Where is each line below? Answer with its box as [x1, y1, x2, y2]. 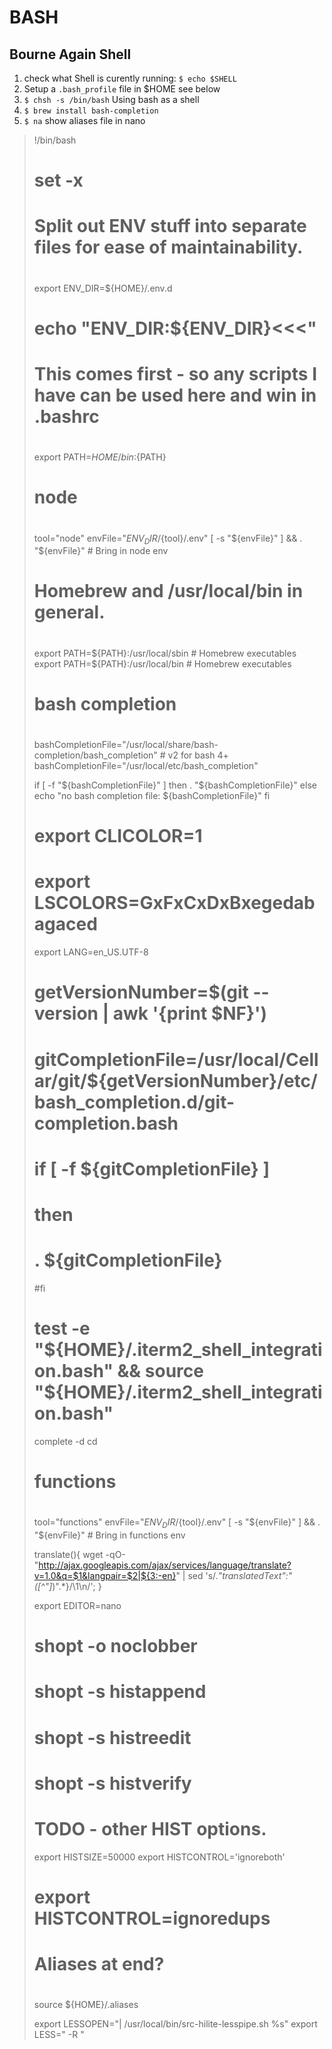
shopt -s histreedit [33, 1726, 192, 1749]
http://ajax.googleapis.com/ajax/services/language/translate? [38, 1559, 292, 1571]
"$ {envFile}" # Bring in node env [33, 545, 169, 557]
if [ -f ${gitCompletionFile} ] [33, 1157, 271, 1180]
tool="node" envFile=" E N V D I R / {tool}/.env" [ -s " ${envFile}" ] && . [33, 532, 303, 546]
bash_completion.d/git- [33, 1091, 236, 1113]
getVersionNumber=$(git [33, 981, 249, 1004]
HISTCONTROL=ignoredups [33, 1907, 271, 1930]
